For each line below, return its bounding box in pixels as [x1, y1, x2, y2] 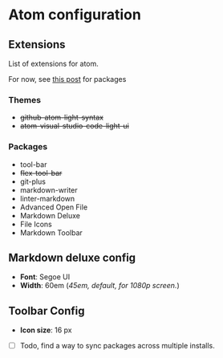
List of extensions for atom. [8, 59, 99, 68]
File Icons [19, 219, 52, 229]
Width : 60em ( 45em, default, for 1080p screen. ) [19, 281, 180, 291]
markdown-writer [19, 185, 78, 194]
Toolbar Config [8, 303, 85, 318]
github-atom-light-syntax [19, 112, 104, 122]
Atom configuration [8, 6, 142, 24]
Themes [8, 94, 42, 105]
